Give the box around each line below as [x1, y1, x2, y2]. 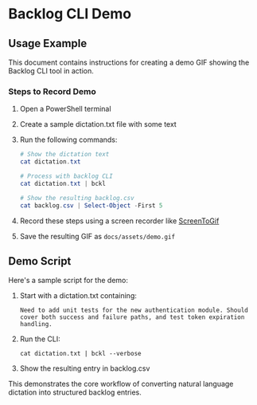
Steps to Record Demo [8, 85, 97, 96]
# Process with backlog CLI [19, 172, 113, 180]
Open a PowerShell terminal [19, 104, 111, 114]
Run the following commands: [19, 135, 118, 144]
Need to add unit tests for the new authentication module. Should [19, 306, 248, 315]
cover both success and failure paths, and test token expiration [19, 313, 245, 321]
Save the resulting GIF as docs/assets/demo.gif [19, 231, 176, 241]
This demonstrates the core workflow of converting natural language [8, 379, 234, 389]
